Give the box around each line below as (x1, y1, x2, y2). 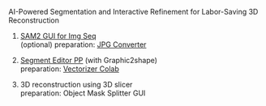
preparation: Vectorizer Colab (19, 64, 119, 74)
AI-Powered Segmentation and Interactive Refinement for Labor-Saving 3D (8, 7, 259, 16)
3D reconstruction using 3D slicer (19, 80, 133, 89)
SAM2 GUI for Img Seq (19, 32, 97, 40)
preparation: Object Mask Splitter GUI (19, 88, 146, 98)
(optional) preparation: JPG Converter (19, 40, 147, 49)
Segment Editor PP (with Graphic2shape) (19, 56, 158, 65)
